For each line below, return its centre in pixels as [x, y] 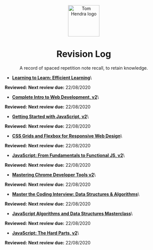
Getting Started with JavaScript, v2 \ [50, 116]
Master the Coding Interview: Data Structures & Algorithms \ [76, 194]
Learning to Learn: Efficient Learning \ [52, 78]
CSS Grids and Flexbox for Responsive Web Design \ [67, 136]
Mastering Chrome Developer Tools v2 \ [54, 174]
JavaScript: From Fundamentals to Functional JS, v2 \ [68, 155]
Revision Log [84, 54]
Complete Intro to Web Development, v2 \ [55, 97]
